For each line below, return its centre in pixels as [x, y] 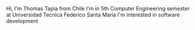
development [22, 21]
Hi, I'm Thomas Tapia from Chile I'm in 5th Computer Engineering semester [98, 9]
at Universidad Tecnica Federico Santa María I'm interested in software [93, 15]
